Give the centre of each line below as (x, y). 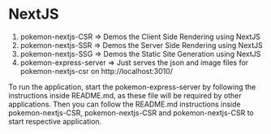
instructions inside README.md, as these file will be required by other (125, 95)
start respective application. (55, 121)
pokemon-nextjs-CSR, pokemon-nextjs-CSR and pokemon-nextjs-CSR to (131, 112)
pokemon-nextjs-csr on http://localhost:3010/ (96, 71)
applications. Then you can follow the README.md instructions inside (125, 104)
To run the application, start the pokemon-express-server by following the (132, 87)
